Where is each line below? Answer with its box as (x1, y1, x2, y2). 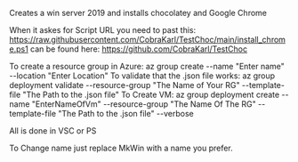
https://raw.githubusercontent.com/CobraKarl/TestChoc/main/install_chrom (9, 35, 286, 45)
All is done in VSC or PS (9, 126, 97, 136)
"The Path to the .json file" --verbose (57, 109, 194, 118)
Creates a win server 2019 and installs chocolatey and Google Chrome (9, 8, 267, 18)
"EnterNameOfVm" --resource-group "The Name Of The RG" (31, 99, 256, 109)
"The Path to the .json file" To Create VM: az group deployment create (22, 89, 280, 100)
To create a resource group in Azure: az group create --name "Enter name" (9, 61, 285, 71)
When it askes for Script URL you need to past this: (9, 25, 197, 35)
